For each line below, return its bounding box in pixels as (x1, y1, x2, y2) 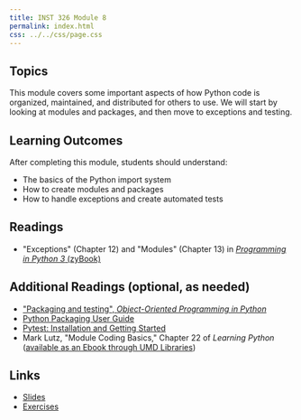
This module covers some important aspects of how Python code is (9, 88, 260, 98)
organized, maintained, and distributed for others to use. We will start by (9, 97, 278, 108)
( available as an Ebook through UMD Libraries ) (22, 341, 196, 352)
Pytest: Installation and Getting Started (22, 322, 167, 333)
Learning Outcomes (9, 133, 123, 148)
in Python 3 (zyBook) (22, 253, 102, 264)
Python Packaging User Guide (22, 313, 135, 323)
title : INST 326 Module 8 (9, 13, 106, 23)
